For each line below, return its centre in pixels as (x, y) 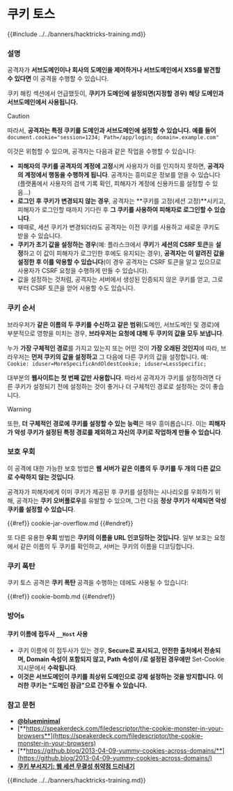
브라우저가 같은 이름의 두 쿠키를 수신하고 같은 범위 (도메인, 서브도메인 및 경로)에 (114, 324)
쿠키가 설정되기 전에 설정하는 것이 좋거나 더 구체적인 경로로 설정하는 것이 (113, 386)
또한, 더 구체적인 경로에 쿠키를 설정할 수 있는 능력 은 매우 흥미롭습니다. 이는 (107, 423)
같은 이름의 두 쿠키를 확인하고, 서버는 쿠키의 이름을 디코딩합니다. (107, 546)
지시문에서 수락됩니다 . (47, 668)
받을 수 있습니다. (40, 236)
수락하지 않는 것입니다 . (45, 477)
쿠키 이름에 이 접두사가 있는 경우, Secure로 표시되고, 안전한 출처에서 (110, 651)
